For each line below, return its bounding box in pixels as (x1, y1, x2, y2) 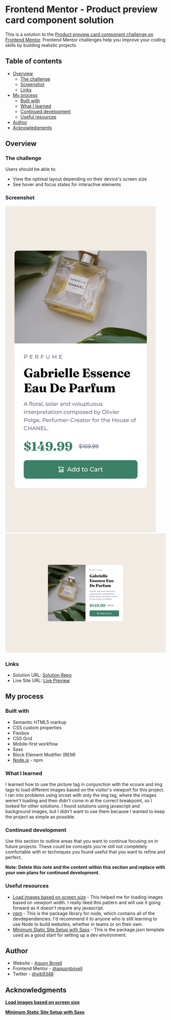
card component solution (5, 14, 114, 26)
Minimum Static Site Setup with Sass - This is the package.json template (12, 926, 164, 932)
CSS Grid (12, 735, 32, 741)
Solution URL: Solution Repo (12, 672, 72, 678)
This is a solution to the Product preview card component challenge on (5, 31, 154, 37)
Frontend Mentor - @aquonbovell (12, 965, 83, 972)
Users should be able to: (5, 166, 57, 172)
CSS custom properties (12, 724, 62, 730)
